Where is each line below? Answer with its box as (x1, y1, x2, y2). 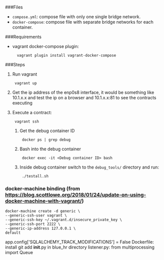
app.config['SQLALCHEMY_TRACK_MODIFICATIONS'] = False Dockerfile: (5, 239, 154, 245)
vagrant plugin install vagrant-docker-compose (17, 53, 117, 58)
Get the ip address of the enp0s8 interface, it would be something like (12, 89, 154, 95)
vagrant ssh (14, 119, 39, 124)
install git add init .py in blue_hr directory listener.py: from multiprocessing (5, 244, 155, 250)
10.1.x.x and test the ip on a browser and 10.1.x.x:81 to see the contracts (12, 95, 157, 100)
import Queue (5, 250, 33, 256)
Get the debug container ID (19, 128, 75, 133)
